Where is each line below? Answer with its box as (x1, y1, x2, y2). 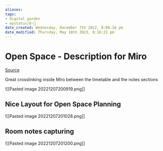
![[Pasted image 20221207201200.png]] (5, 140, 85, 146)
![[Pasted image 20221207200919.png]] (5, 86, 85, 92)
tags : (5, 12, 16, 17)
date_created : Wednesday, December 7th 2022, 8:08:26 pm (5, 25, 123, 30)
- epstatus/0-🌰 (5, 21, 36, 26)
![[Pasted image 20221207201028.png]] (5, 113, 85, 119)
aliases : (5, 7, 23, 12)
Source (5, 67, 20, 73)
